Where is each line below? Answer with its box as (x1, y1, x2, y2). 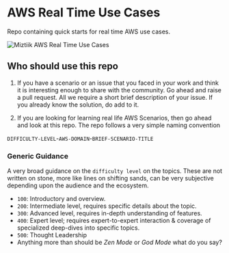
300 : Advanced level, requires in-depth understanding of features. (16, 209, 203, 217)
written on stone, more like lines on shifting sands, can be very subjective (7, 174, 214, 183)
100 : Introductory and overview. (16, 195, 106, 203)
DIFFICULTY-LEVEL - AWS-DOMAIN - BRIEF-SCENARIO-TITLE (7, 134, 154, 142)
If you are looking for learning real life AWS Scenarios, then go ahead (16, 114, 212, 122)
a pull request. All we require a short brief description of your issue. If (16, 93, 213, 101)
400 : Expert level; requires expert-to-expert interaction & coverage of (16, 217, 211, 225)
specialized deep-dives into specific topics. (16, 224, 140, 232)
